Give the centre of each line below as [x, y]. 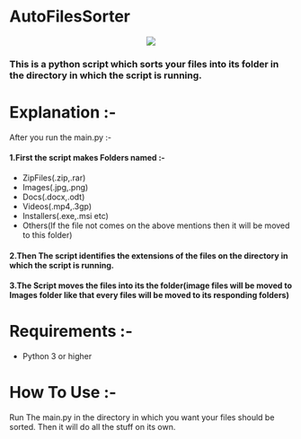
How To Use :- [63, 393]
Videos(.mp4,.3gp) [57, 206]
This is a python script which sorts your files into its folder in [144, 64]
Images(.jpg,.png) [55, 187]
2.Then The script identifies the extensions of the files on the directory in [149, 255]
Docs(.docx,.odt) [53, 197]
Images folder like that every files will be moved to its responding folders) [149, 295]
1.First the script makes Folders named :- [87, 158]
